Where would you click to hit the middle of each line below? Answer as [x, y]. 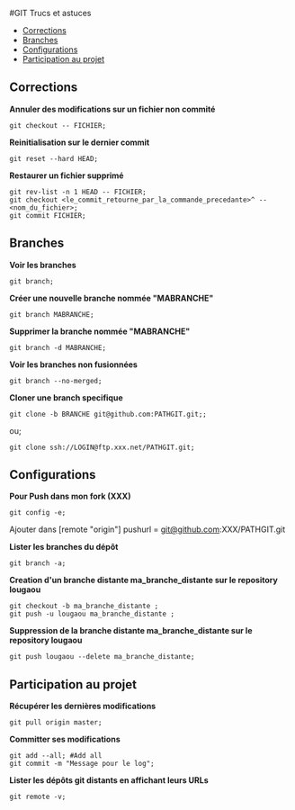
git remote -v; [38, 797]
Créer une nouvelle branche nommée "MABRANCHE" [112, 298]
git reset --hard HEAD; [54, 158]
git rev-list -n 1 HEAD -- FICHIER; [78, 192]
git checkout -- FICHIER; [58, 125]
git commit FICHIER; [48, 215]
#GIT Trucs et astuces [50, 13]
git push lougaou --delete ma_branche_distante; [102, 657]
